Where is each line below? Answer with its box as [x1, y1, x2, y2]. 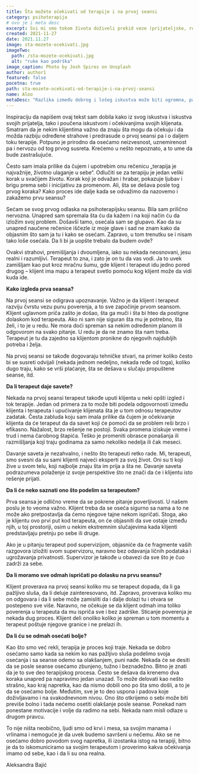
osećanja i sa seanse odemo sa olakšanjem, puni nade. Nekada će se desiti [6, 656, 190, 663]
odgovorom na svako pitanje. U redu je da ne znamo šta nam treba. [6, 328, 170, 335]
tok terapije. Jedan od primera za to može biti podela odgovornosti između [6, 400, 188, 407]
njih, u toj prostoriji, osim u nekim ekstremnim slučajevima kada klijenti [6, 523, 178, 530]
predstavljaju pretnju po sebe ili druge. [6, 529, 100, 537]
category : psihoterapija [6, 14, 68, 20]
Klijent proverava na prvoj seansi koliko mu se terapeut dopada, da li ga [6, 582, 181, 590]
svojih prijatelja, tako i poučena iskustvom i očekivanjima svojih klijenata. [6, 119, 184, 126]
